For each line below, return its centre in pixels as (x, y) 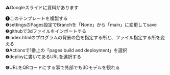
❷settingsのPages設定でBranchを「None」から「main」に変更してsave (81, 25)
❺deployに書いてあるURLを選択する (43, 57)
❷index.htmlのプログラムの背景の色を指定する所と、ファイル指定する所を (83, 37)
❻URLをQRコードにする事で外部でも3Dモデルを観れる (63, 67)
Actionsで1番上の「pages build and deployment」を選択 (68, 50)
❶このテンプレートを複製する (37, 18)
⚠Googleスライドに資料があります (42, 7)
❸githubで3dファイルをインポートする (46, 31)
